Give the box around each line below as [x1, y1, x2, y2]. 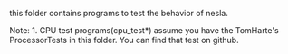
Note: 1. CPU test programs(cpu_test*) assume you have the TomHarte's [9, 25, 279, 35]
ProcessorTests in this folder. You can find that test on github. [9, 35, 239, 45]
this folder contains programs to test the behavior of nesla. [9, 8, 228, 18]
